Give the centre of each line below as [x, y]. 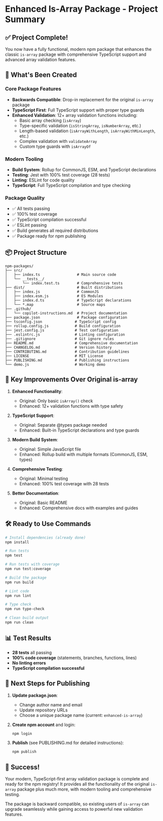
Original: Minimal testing [44, 479]
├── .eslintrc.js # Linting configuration [65, 335]
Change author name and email [51, 705]
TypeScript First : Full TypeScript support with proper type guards [78, 110]
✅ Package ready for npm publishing [49, 236]
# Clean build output [27, 618]
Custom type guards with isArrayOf [55, 146]
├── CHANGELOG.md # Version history [58, 348]
